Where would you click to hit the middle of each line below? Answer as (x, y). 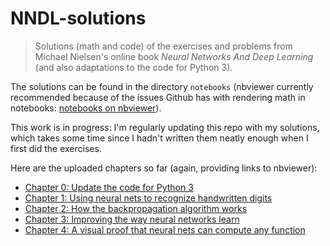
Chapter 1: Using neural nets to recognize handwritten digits (148, 198)
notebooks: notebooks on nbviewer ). (86, 108)
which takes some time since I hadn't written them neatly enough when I (159, 138)
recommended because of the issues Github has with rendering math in (158, 97)
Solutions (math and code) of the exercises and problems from (163, 46)
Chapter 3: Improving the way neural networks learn (132, 219)
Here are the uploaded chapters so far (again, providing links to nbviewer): (164, 168)
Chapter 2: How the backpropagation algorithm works (136, 208)
